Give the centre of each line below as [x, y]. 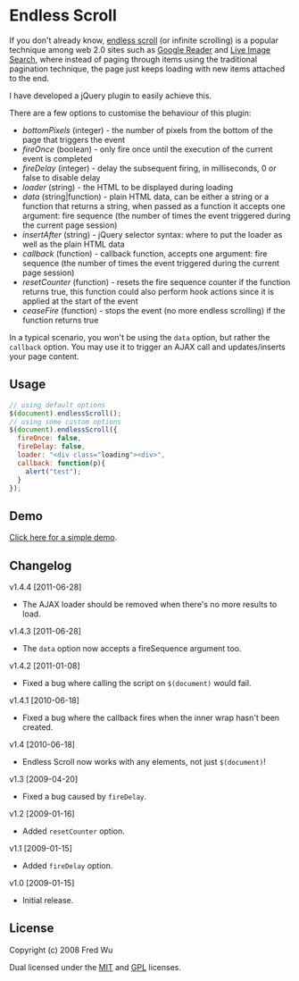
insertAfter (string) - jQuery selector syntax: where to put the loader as [152, 234]
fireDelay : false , [52, 447]
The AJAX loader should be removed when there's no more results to [149, 604]
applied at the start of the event [80, 301]
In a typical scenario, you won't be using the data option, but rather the [140, 337]
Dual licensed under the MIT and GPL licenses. [95, 967]
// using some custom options [66, 422]
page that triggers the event [74, 139]
